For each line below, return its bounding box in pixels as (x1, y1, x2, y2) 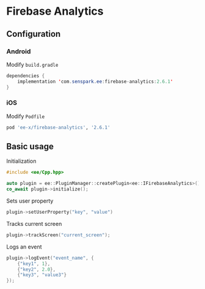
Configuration (6, 29, 61, 39)
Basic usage (6, 141, 54, 152)
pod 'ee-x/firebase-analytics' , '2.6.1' (6, 124, 111, 130)
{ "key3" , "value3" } (17, 272, 67, 278)
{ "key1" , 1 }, (17, 260, 51, 267)
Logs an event (6, 243, 42, 250)
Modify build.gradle (6, 61, 59, 68)
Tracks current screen (6, 220, 62, 227)
